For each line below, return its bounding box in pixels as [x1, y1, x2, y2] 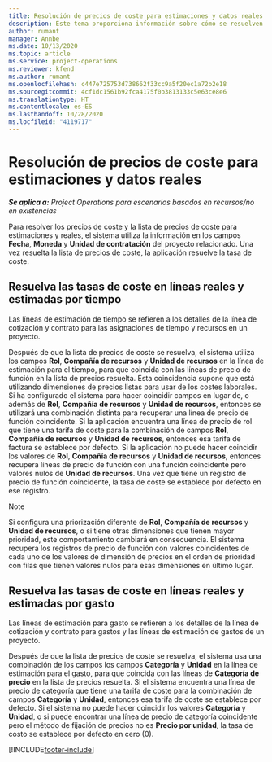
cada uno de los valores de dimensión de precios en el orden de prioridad [8, 551, 256, 562]
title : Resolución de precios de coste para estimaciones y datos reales [8, 11, 264, 20]
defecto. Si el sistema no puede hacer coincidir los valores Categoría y [8, 703, 246, 713]
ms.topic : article [8, 50, 71, 58]
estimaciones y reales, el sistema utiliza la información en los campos [8, 230, 241, 240]
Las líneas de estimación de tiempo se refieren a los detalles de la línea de [8, 314, 257, 324]
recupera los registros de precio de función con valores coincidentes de [8, 543, 250, 553]
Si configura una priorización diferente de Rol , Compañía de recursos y [8, 517, 249, 527]
